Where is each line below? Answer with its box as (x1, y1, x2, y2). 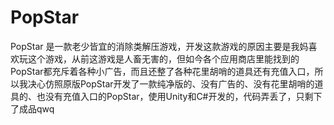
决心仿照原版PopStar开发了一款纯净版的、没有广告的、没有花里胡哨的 (27, 77, 315, 90)
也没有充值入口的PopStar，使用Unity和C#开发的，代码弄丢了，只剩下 (36, 90, 323, 102)
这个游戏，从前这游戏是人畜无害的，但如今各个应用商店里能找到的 (27, 52, 300, 65)
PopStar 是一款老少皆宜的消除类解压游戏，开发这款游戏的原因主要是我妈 (10, 40, 309, 52)
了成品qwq (10, 102, 55, 115)
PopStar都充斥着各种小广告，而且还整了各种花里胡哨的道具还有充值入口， (10, 65, 315, 77)
